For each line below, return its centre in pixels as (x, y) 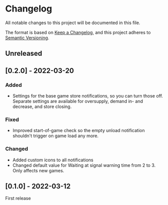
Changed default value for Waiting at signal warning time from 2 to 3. (84, 165)
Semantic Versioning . (27, 38)
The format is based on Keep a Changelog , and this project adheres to (78, 32)
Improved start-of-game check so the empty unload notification (78, 131)
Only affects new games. (38, 170)
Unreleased (24, 54)
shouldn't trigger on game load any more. (56, 136)
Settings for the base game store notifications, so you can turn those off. (88, 96)
